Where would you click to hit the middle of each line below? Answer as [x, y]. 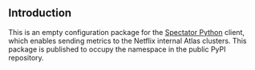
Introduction [40, 13]
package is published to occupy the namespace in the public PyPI [117, 49]
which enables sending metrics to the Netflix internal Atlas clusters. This [127, 41]
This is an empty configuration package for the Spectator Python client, [126, 32]
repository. [26, 57]
